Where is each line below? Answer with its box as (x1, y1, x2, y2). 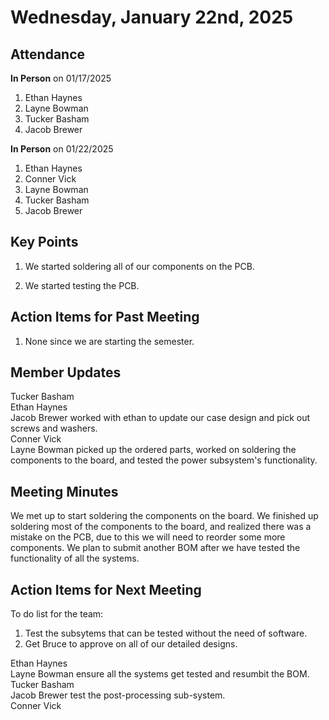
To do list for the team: (10, 608, 104, 620)
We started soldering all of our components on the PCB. (24, 260, 255, 272)
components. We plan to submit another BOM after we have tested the (10, 542, 301, 554)
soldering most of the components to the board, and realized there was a (10, 521, 312, 533)
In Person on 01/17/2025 (10, 72, 112, 84)
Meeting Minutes (10, 483, 119, 500)
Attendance (10, 46, 86, 63)
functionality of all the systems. (10, 552, 140, 565)
